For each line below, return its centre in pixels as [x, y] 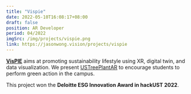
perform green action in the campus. [51, 73]
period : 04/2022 [26, 33]
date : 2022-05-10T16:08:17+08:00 [47, 17]
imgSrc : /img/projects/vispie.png [48, 39]
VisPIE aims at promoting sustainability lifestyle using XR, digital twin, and [95, 61]
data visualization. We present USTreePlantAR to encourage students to [93, 67]
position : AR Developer [35, 28]
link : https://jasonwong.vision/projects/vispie [67, 45]
